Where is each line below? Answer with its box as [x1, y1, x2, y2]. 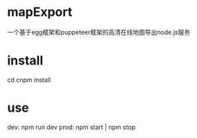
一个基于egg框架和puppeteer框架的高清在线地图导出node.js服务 [7, 28, 191, 36]
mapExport [7, 4, 73, 20]
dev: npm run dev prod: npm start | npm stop [7, 123, 136, 131]
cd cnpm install [7, 76, 51, 84]
